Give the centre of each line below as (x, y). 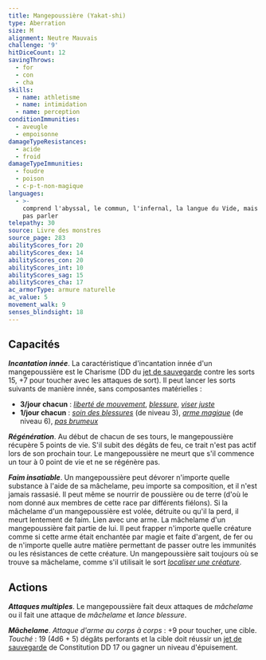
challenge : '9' (33, 45)
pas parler (41, 216)
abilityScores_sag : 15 (46, 275)
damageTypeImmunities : (46, 164)
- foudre (30, 171)
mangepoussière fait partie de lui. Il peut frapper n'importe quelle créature (130, 528)
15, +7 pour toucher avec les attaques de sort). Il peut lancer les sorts (122, 380)
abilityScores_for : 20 (46, 246)
